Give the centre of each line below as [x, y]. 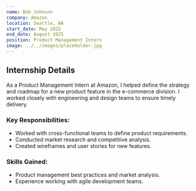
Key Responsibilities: [38, 120]
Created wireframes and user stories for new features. [83, 146]
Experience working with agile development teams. [79, 181]
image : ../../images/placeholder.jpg [54, 46]
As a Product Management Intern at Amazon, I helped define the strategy [98, 85]
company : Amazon [27, 18]
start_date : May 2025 [34, 29]
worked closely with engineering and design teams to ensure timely [91, 98]
